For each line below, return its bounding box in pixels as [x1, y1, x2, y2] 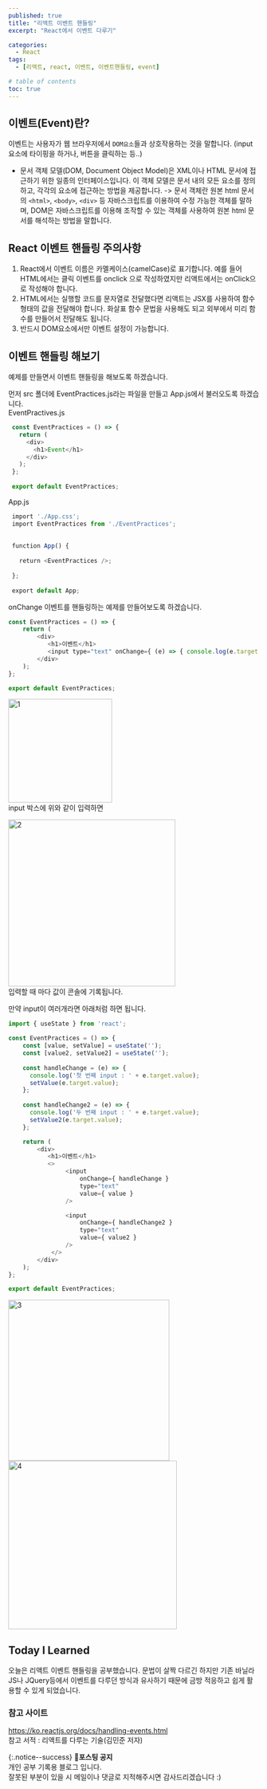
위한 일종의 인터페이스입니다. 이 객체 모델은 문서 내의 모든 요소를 [41, 176, 241, 186]
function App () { [11, 542, 69, 550]
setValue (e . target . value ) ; [29, 1079, 120, 1087]
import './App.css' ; [11, 512, 80, 521]
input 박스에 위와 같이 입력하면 [8, 803, 104, 813]
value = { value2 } [79, 1233, 137, 1242]
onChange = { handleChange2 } [79, 1219, 173, 1227]
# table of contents [8, 77, 77, 85]
